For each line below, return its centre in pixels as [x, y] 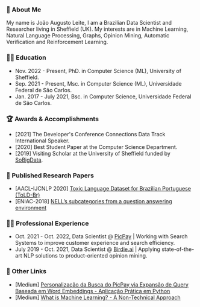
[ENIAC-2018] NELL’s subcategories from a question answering [94, 201]
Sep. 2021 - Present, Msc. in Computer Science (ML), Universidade [98, 83]
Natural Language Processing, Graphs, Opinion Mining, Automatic [88, 36]
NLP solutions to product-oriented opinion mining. [85, 256]
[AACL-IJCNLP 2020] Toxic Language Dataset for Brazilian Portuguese [103, 189]
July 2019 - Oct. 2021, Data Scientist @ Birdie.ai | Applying [88, 249]
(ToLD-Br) [27, 195]
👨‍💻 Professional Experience [48, 224]
